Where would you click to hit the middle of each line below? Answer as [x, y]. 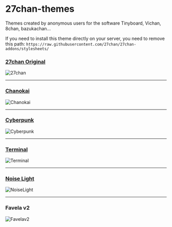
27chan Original [26, 61]
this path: [15, 44]
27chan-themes [40, 9]
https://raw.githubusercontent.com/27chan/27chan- [81, 44]
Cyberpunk [20, 120]
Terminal [17, 149]
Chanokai [17, 91]
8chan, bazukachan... [28, 28]
